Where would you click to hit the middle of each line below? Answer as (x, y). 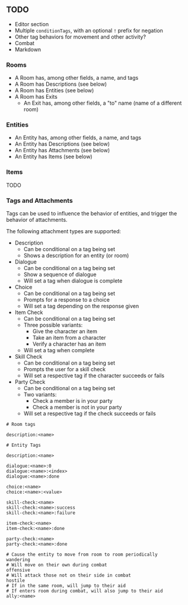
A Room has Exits (36, 97)
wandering (18, 560)
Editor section (32, 24)
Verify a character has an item (69, 344)
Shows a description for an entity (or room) (76, 256)
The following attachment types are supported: (64, 231)
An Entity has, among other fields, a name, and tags (78, 138)
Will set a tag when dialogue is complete (73, 281)
